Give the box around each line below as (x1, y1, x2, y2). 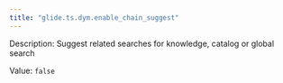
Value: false (9, 65, 56, 76)
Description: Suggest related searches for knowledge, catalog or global (9, 38, 275, 49)
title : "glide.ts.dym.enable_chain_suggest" (9, 13, 179, 23)
